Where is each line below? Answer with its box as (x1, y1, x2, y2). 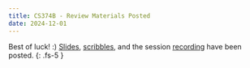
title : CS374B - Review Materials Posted (8, 11, 151, 20)
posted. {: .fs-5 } (8, 50, 64, 60)
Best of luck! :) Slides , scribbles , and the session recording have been (8, 41, 242, 51)
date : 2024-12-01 (8, 19, 67, 28)
